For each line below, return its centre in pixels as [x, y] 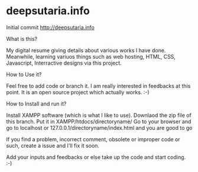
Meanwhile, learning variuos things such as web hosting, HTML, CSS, [91, 56]
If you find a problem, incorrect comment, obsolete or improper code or [93, 139]
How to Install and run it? [36, 103]
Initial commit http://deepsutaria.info [50, 27]
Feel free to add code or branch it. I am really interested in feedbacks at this [98, 86]
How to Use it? [24, 74]
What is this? [22, 39]
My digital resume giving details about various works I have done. [86, 50]
